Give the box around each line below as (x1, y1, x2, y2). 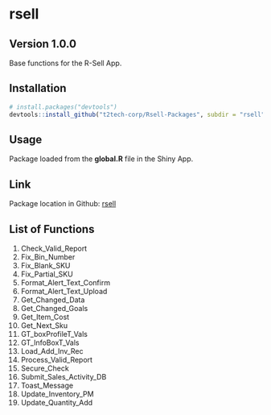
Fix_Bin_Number (20, 252, 76, 262)
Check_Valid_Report (20, 243, 88, 253)
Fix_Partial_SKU (20, 269, 73, 279)
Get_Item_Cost (20, 312, 70, 322)
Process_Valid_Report (20, 355, 93, 364)
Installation (9, 81, 67, 95)
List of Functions (9, 222, 95, 236)
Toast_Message (20, 380, 74, 390)
